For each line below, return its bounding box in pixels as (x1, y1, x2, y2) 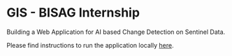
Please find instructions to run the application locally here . (6, 41, 174, 49)
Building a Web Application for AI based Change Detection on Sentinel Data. (6, 28, 226, 36)
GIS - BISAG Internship (6, 5, 140, 21)
